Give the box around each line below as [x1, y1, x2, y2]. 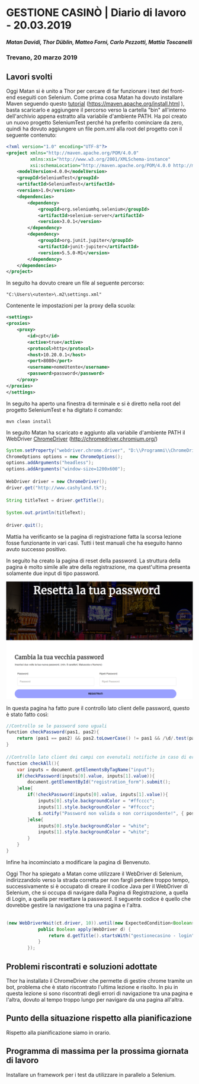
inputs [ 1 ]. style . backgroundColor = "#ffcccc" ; [37, 804, 155, 810]
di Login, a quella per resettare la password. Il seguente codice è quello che [6, 895, 191, 902]
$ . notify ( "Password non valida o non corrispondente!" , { [37, 810, 184, 816]
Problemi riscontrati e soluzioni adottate [6, 961, 158, 971]
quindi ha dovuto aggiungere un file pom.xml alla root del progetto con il [6, 125, 182, 132]
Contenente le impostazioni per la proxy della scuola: [6, 302, 136, 309]
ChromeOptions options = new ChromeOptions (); [6, 453, 123, 459]
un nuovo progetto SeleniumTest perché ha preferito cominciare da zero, [6, 119, 184, 126]
